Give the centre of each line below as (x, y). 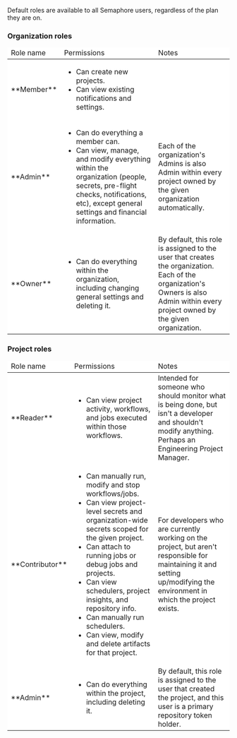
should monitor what (192, 395)
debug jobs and (112, 564)
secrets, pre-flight (107, 186)
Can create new (102, 72)
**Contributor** (39, 564)
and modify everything (114, 160)
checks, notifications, (111, 195)
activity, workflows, (118, 409)
